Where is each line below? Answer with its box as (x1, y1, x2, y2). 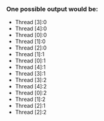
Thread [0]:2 (15, 90, 47, 97)
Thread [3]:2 (15, 76, 47, 83)
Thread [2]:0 (15, 44, 47, 51)
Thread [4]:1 (15, 64, 46, 71)
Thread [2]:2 (15, 108, 47, 116)
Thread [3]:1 (15, 70, 46, 77)
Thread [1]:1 (15, 51, 45, 58)
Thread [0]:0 (15, 31, 47, 39)
